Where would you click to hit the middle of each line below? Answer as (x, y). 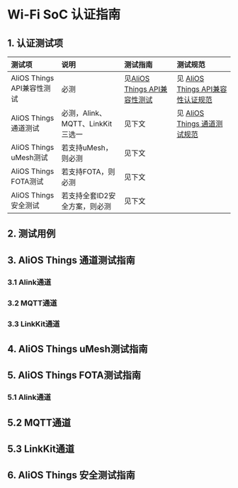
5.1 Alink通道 (29, 397)
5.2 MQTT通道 (39, 422)
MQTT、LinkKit (87, 124)
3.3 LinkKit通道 (34, 324)
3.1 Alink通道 (29, 282)
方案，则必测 (90, 206)
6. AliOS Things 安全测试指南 (72, 476)
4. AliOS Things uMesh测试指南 (78, 349)
